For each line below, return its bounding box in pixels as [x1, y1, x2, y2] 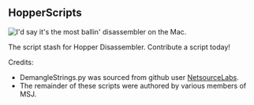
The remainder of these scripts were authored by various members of [19, 81, 247, 90]
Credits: [8, 57, 34, 67]
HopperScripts [8, 6, 83, 20]
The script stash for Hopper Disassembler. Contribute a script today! [8, 42, 231, 52]
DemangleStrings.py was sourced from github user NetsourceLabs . [19, 72, 239, 81]
